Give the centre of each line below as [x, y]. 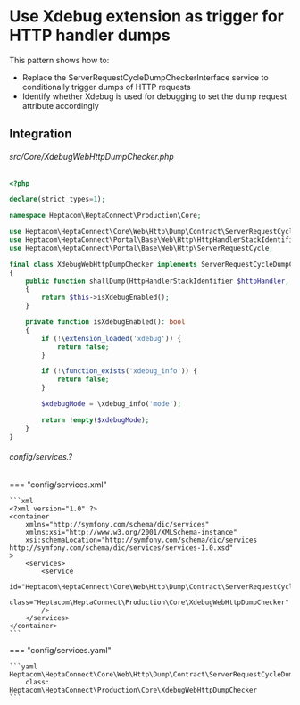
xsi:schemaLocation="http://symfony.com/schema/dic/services [141, 540]
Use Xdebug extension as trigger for [146, 17]
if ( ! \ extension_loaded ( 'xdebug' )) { [111, 338]
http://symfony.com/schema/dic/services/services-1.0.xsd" [121, 547]
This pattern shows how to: [59, 60]
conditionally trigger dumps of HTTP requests [106, 87]
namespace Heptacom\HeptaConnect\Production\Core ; [105, 216]
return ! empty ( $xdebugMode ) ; [96, 420]
